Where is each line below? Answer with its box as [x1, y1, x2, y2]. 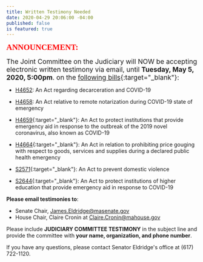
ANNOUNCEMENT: [6, 42, 79, 52]
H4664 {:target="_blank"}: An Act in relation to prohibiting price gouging [15, 141, 195, 149]
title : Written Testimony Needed [6, 8, 91, 15]
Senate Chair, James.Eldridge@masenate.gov [15, 207, 130, 215]
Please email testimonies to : [6, 195, 79, 203]
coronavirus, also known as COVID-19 [15, 129, 110, 136]
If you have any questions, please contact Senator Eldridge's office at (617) [6, 244, 194, 251]
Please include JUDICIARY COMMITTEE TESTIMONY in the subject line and [6, 226, 198, 233]
